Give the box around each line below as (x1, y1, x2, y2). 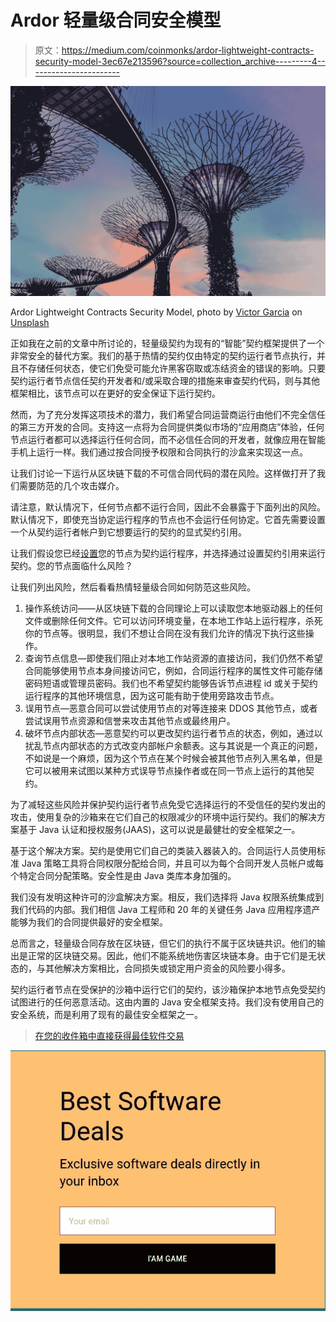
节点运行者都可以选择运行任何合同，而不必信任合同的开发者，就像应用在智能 (10, 433, 326, 445)
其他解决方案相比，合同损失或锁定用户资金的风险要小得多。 (44, 962, 291, 974)
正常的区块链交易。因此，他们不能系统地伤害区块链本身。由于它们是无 (27, 949, 317, 961)
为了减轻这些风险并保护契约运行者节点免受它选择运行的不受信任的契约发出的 (10, 798, 326, 810)
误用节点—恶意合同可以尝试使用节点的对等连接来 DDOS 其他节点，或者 (24, 702, 318, 714)
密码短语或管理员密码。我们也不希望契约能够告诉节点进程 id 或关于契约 (24, 677, 318, 689)
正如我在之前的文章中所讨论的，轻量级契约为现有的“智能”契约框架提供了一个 (10, 337, 325, 349)
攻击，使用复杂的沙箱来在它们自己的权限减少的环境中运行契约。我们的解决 (10, 811, 317, 823)
